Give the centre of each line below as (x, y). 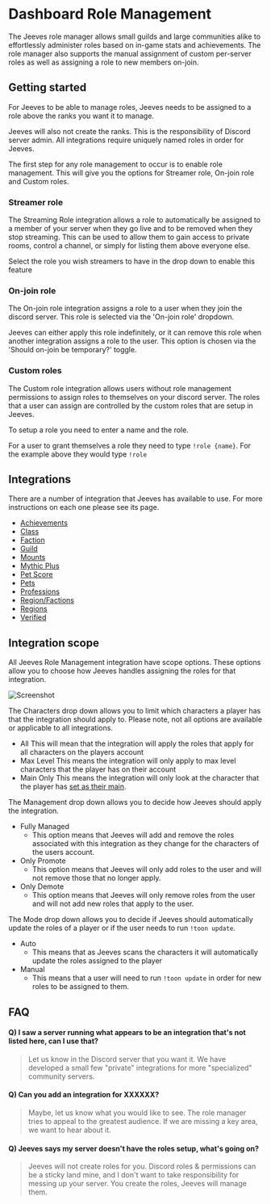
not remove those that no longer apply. (96, 878)
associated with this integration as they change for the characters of (146, 844)
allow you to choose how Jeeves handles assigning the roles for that (122, 671)
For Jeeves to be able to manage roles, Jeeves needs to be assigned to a (130, 107)
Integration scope (54, 643)
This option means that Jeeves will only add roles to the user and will (147, 869)
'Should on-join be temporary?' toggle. (73, 350)
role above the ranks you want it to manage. (81, 116)
